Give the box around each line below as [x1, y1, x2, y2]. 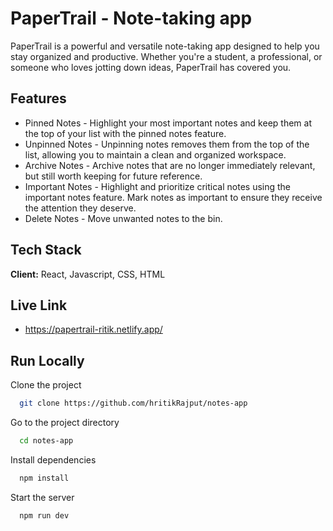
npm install [19, 473, 70, 483]
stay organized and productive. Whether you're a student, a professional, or [10, 50, 323, 62]
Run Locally [10, 352, 85, 369]
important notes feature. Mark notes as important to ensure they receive [24, 191, 323, 203]
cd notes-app [19, 436, 74, 446]
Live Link [10, 297, 68, 314]
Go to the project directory [10, 417, 120, 429]
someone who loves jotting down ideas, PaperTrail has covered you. [10, 61, 292, 73]
